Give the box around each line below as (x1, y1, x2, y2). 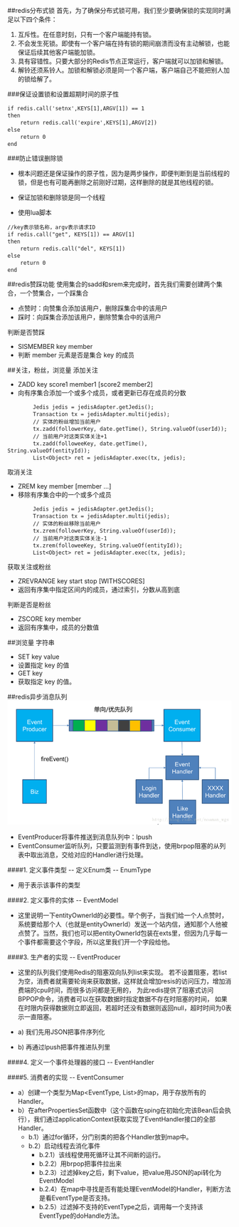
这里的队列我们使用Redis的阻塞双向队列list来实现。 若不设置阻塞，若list (17, 968, 228, 976)
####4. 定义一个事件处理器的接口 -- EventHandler (7, 1058, 154, 1066)
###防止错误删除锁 (7, 154, 63, 162)
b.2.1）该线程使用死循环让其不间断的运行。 (38, 1150, 165, 1159)
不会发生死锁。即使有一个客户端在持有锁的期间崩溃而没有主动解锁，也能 (17, 39, 230, 48)
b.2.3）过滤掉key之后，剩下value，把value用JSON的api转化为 (38, 1168, 222, 1176)
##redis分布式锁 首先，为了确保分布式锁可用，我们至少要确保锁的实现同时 (7, 6, 225, 14)
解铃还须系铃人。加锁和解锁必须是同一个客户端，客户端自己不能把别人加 (17, 66, 230, 74)
